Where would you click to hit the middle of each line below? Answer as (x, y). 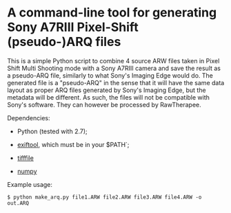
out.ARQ (18, 203)
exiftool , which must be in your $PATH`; (73, 144)
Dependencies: (29, 117)
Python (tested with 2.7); (52, 131)
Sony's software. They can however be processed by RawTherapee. (104, 104)
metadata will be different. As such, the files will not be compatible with (109, 97)
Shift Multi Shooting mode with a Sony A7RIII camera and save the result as (114, 68)
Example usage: (30, 184)
